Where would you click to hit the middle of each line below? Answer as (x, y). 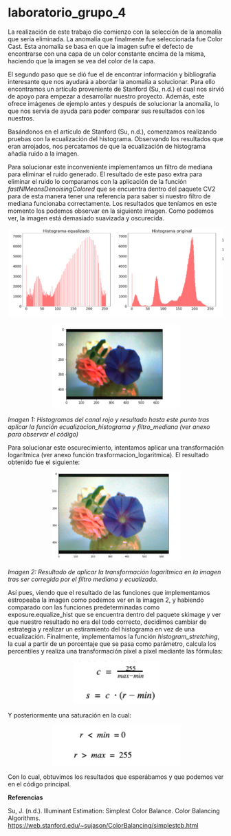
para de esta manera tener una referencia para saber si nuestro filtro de (109, 196)
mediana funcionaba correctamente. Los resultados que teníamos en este (112, 203)
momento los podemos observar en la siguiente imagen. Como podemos (111, 211)
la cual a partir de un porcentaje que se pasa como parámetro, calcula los (112, 644)
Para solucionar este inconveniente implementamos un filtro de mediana (110, 167)
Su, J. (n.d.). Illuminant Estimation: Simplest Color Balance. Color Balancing (114, 811)
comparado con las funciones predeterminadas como (84, 607)
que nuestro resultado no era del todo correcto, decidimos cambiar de (107, 622)
